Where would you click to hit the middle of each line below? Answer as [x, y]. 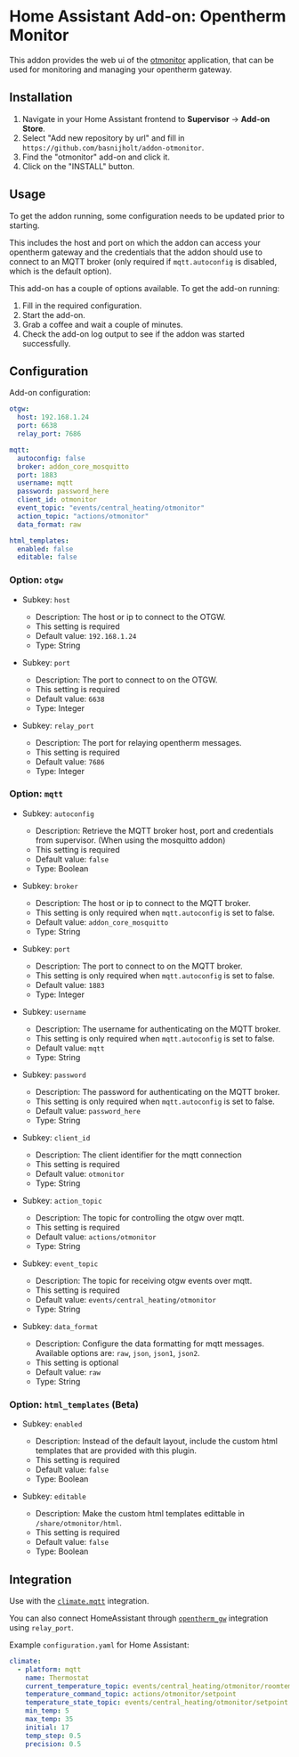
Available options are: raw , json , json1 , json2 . [117, 1352]
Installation [41, 98]
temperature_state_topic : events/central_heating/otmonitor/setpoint [157, 1703]
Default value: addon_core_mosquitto [102, 922]
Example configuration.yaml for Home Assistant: [99, 1645]
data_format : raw [49, 524]
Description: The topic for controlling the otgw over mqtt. [140, 1217]
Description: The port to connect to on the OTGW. [126, 680]
